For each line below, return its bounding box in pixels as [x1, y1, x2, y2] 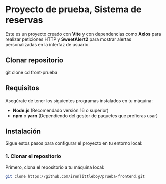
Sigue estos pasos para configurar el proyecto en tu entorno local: [5, 140, 143, 146]
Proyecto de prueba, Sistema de [5, 4, 142, 15]
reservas [5, 14, 44, 26]
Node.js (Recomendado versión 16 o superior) [12, 107, 109, 113]
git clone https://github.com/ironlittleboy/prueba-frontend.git [5, 174, 145, 179]
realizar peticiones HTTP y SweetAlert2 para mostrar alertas [5, 36, 132, 42]
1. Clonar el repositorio [5, 153, 61, 160]
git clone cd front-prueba [5, 69, 58, 75]
